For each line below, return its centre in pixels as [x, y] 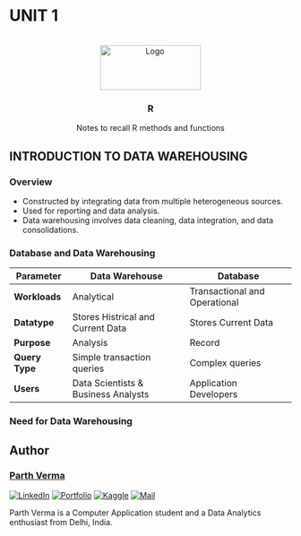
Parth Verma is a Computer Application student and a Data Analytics [135, 513]
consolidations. [50, 229]
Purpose [32, 343]
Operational [214, 303]
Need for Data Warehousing [71, 421]
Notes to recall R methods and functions [150, 128]
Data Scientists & [108, 384]
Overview [31, 182]
